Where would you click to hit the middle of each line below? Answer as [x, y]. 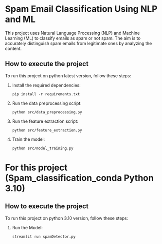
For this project [36, 167]
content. [13, 48]
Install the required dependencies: [46, 85]
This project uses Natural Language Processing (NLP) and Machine [72, 33]
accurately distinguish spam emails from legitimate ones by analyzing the [79, 43]
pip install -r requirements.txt [46, 94]
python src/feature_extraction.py [47, 130]
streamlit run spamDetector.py [44, 236]
